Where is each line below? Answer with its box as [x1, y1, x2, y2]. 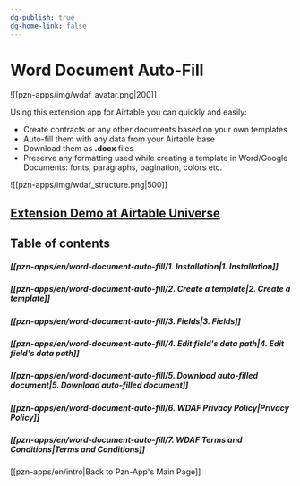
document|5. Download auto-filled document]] [10, 379, 189, 390]
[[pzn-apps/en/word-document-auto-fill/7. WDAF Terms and [10, 435, 243, 446]
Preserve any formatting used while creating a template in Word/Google [22, 153, 288, 164]
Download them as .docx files [22, 143, 134, 154]
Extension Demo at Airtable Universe [10, 205, 220, 220]
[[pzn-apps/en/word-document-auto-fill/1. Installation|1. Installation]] [10, 260, 279, 271]
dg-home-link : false [10, 21, 88, 30]
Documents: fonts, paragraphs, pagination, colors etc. [22, 162, 223, 173]
